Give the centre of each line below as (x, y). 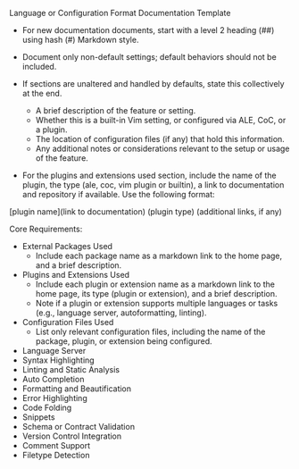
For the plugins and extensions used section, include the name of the (149, 175)
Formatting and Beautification (77, 389)
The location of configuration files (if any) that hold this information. (160, 139)
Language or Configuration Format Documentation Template (120, 13)
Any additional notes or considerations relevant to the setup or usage (162, 148)
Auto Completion (53, 379)
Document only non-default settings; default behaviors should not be (149, 57)
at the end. (42, 93)
